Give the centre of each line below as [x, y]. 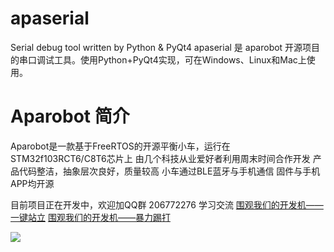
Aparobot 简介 [70, 116]
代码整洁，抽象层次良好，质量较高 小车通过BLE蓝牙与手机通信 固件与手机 [169, 171]
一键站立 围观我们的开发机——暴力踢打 [90, 217]
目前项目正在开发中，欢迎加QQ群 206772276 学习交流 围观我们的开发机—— [167, 204]
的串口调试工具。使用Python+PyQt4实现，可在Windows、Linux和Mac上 [158, 59]
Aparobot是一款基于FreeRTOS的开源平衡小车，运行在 [120, 146]
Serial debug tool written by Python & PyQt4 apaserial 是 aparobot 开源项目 [165, 47]
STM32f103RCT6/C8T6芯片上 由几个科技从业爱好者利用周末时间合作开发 [160, 158]
